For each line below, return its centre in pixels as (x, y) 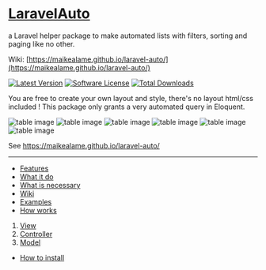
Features (34, 168)
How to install (42, 257)
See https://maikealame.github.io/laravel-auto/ (84, 145)
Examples (36, 201)
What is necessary (50, 185)
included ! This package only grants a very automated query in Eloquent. (127, 107)
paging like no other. (42, 43)
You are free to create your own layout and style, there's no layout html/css (131, 98)
